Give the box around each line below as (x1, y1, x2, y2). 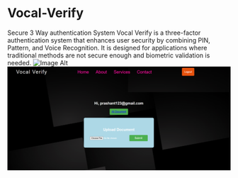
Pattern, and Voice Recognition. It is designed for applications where (7, 43, 208, 52)
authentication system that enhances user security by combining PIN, (7, 35, 210, 44)
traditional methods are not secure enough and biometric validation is (7, 51, 210, 60)
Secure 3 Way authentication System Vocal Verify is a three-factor (7, 28, 201, 37)
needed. (7, 58, 32, 67)
